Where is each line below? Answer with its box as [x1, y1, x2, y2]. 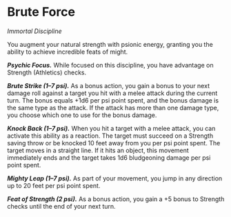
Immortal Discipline [7, 27, 62, 35]
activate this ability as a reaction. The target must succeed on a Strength [7, 132, 214, 140]
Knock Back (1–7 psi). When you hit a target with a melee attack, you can [7, 124, 216, 132]
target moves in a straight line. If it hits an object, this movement [7, 146, 190, 154]
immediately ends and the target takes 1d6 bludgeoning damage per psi [7, 153, 211, 162]
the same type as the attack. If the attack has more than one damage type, [7, 103, 219, 112]
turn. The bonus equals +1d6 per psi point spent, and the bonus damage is [7, 96, 219, 104]
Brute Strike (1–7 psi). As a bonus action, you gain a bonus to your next [7, 81, 210, 90]
